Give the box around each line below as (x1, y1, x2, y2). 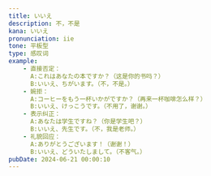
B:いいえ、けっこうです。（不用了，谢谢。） (29, 102, 152, 110)
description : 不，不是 (8, 19, 80, 28)
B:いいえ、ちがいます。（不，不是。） (29, 79, 134, 88)
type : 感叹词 (8, 49, 49, 58)
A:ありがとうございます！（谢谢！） (29, 140, 135, 148)
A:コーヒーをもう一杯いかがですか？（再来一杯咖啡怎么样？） (29, 95, 207, 103)
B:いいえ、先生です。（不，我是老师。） (29, 125, 140, 133)
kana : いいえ (8, 27, 49, 35)
